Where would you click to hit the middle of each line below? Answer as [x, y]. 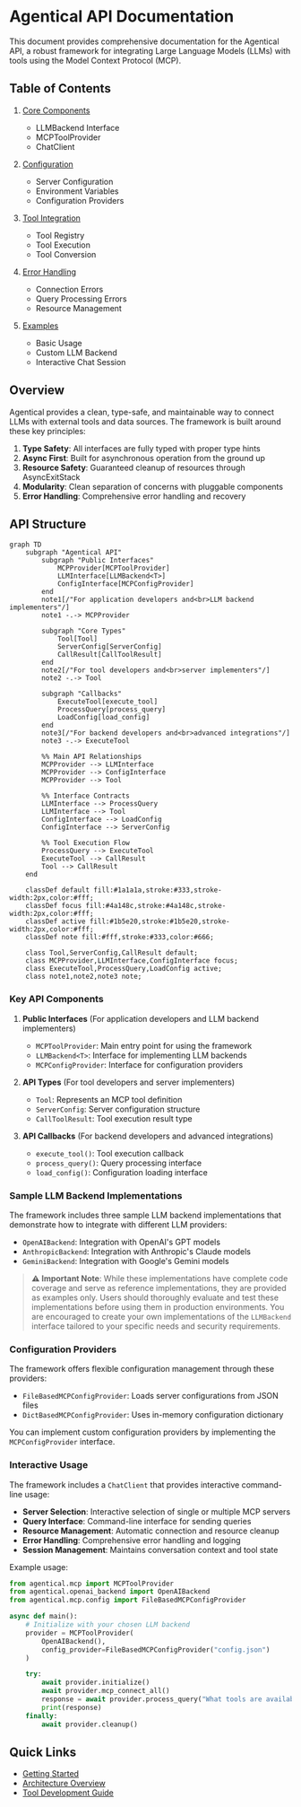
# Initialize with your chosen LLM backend [108, 1625]
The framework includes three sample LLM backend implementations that [146, 1215]
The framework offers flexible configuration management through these [142, 1369]
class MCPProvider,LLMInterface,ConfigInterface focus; [132, 961]
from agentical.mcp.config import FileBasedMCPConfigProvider [128, 1600]
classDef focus [54, 906]
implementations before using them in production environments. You [158, 1306]
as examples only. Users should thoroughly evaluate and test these [155, 1297]
